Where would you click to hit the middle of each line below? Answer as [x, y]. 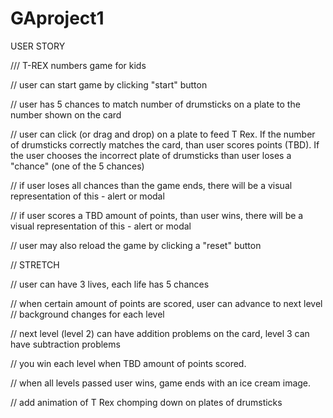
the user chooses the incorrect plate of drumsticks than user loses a [151, 155]
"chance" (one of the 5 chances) [77, 166]
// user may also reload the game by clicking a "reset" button [136, 245]
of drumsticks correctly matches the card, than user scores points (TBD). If [165, 144]
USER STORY [38, 46]
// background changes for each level [87, 314]
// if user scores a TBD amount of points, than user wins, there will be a [157, 215]
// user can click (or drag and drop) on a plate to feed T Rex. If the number [163, 134]
